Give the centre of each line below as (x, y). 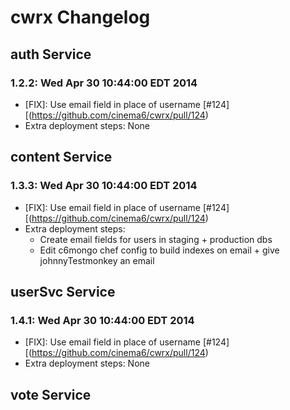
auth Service (51, 54)
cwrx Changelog (80, 17)
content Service (61, 157)
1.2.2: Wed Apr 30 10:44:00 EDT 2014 (104, 83)
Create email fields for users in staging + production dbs (156, 239)
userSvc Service (63, 291)
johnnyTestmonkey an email (97, 260)
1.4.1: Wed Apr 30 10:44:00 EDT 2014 (102, 320)
